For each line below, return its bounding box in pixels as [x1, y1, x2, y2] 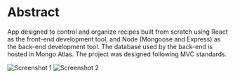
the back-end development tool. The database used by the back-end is [7, 42, 213, 51]
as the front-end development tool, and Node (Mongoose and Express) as [7, 34, 221, 43]
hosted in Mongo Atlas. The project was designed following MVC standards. [7, 50, 227, 58]
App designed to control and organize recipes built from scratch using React [7, 27, 228, 36]
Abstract [7, 4, 60, 20]
